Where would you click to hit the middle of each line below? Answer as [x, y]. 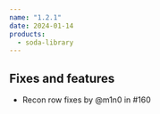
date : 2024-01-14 [42, 26]
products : [28, 34]
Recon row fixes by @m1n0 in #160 [87, 100]
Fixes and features [62, 78]
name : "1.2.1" [36, 17]
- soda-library [46, 42]
